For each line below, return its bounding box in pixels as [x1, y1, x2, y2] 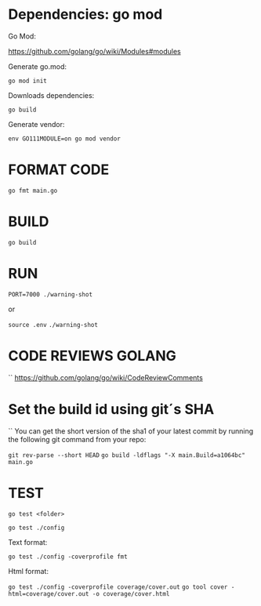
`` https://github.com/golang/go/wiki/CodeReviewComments [8, 372, 204, 382]
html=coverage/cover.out [8, 590, 89, 597]
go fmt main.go [8, 187, 58, 194]
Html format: [8, 566, 49, 575]
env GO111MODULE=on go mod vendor [8, 135, 121, 143]
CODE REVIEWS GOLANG [8, 347, 176, 365]
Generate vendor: [8, 119, 65, 129]
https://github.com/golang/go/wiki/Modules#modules [8, 46, 182, 56]
